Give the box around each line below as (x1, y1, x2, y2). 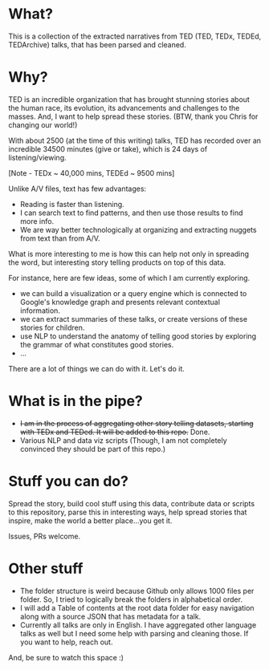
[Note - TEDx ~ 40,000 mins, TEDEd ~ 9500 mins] (8, 168, 175, 177)
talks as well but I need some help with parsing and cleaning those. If (19, 628, 249, 638)
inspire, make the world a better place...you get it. (8, 515, 173, 526)
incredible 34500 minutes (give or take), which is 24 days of (8, 144, 208, 153)
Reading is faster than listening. (19, 199, 124, 209)
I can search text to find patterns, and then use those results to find (19, 208, 243, 217)
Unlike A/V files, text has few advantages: (8, 184, 147, 193)
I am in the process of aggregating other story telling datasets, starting (19, 418, 255, 428)
